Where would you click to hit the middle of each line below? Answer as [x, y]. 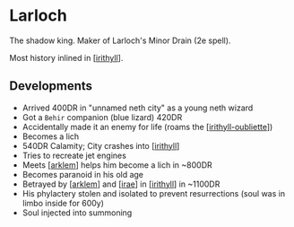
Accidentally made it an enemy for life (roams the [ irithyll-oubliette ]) [147, 127]
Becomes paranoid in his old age [83, 174]
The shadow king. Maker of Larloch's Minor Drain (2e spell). [120, 40]
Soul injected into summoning [77, 213]
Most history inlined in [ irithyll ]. [66, 57]
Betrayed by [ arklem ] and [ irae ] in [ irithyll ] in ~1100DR [121, 184]
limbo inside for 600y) [63, 203]
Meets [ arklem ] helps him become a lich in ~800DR [117, 165]
